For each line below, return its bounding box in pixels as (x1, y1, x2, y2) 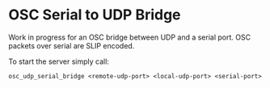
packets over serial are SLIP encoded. (8, 40, 135, 50)
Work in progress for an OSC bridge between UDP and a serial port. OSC (8, 32, 251, 42)
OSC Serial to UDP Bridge (8, 6, 181, 24)
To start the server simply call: (8, 57, 109, 66)
